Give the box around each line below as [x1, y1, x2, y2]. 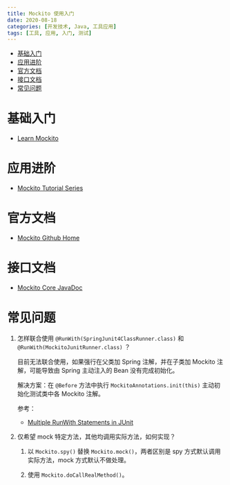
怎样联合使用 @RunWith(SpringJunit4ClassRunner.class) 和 [17, 334, 184, 342]
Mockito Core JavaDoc [17, 283, 83, 292]
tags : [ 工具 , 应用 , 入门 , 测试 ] [7, 29, 92, 37]
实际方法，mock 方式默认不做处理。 [27, 455, 130, 464]
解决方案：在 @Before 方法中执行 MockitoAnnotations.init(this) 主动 [17, 380, 215, 389]
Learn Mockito [17, 134, 59, 143]
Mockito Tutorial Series [17, 184, 84, 193]
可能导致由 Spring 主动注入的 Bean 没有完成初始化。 [29, 366, 179, 374]
